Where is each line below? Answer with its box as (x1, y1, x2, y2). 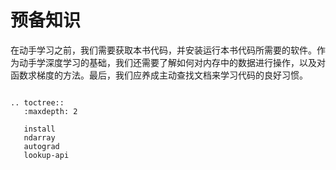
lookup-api (23, 150, 70, 160)
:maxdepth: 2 (23, 106, 78, 116)
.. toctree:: (10, 97, 65, 108)
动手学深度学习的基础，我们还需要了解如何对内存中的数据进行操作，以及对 (18, 56, 326, 68)
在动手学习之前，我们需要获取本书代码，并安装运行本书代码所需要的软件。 (10, 44, 317, 56)
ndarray (23, 132, 56, 143)
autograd (23, 141, 60, 151)
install (23, 124, 56, 134)
